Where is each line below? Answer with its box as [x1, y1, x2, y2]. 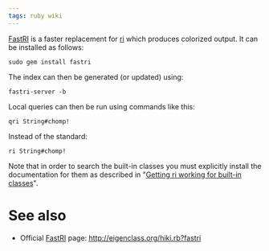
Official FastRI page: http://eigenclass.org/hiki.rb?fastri [19, 232, 202, 242]
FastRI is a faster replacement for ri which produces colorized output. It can [8, 34, 259, 43]
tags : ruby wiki [8, 11, 63, 20]
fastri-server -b [8, 88, 67, 96]
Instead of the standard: [8, 131, 88, 141]
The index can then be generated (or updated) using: [8, 72, 184, 81]
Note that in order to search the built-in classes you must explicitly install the [8, 161, 262, 171]
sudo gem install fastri [8, 58, 92, 66]
